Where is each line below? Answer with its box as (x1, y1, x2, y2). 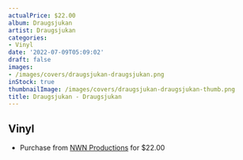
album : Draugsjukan (8, 19, 73, 27)
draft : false (8, 56, 51, 64)
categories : (8, 33, 47, 42)
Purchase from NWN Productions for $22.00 (19, 143, 165, 153)
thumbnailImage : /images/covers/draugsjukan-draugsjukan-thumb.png (8, 85, 236, 93)
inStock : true (8, 78, 55, 86)
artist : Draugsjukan (8, 26, 77, 34)
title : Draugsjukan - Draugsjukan (8, 93, 123, 101)
